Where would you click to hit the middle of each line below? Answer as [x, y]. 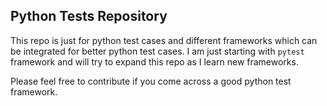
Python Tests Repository [89, 16]
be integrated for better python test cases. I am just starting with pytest [157, 51]
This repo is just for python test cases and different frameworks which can [164, 40]
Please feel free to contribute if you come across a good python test [151, 81]
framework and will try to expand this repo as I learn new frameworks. [154, 61]
